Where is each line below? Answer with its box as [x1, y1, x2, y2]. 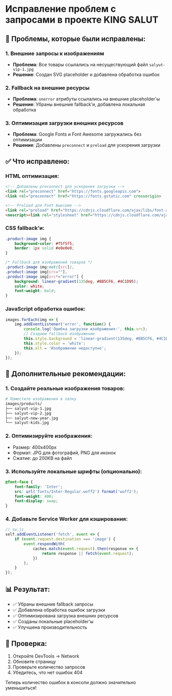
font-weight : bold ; [14, 288, 56, 294]
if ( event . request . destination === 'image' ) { [14, 537, 116, 542]
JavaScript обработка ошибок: [5, 305, 86, 313]
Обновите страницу [12, 658, 56, 665]
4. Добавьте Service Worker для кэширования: [5, 515, 128, 523]
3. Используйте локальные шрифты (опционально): [5, 468, 142, 475]
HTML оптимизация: [5, 172, 59, 180]
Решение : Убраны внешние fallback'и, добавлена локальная [12, 101, 145, 108]
